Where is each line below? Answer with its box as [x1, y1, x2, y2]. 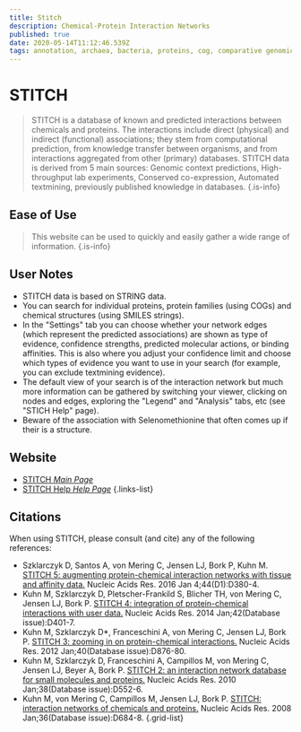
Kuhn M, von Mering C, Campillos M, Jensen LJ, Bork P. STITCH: [21, 693, 262, 704]
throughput [30, 172, 73, 183]
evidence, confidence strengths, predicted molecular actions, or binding [21, 338, 289, 349]
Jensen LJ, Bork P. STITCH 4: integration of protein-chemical [21, 598, 249, 609]
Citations [9, 509, 62, 525]
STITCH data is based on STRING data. [21, 291, 168, 301]
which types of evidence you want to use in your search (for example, [21, 357, 280, 368]
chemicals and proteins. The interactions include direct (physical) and [30, 125, 289, 135]
